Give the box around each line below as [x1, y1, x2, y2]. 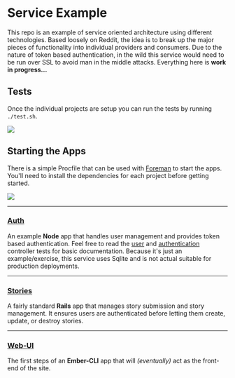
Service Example [7, 5, 107, 21]
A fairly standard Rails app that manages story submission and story [7, 302, 205, 310]
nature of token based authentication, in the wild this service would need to [7, 50, 225, 59]
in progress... [7, 65, 48, 74]
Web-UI [7, 341, 34, 351]
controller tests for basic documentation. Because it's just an [7, 247, 183, 255]
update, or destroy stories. [7, 317, 84, 325]
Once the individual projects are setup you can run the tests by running [7, 104, 212, 113]
